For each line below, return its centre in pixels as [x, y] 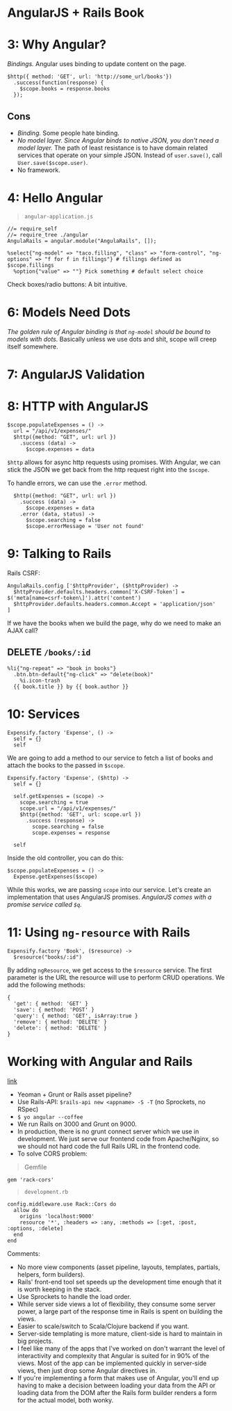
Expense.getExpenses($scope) [56, 877]
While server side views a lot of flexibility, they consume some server [116, 1304]
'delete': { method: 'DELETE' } [60, 1028]
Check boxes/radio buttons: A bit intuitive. [67, 284]
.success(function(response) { [59, 83]
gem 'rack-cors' [31, 1180]
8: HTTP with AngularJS [78, 407]
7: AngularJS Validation [76, 374]
